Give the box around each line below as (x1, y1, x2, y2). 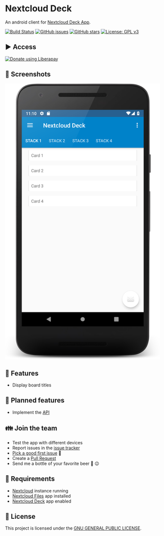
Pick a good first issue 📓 (12, 450, 61, 456)
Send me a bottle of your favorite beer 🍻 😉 (12, 460, 100, 466)
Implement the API (12, 409, 50, 415)
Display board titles (12, 382, 52, 388)
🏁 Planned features (5, 396, 65, 405)
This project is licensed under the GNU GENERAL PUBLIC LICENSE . (5, 525, 141, 531)
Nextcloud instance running (12, 487, 69, 493)
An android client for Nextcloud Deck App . (5, 19, 91, 25)
